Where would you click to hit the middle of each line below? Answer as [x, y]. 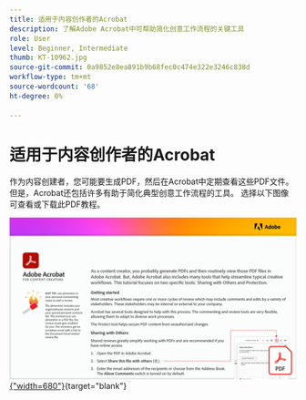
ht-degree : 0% [36, 96]
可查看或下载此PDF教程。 [57, 204]
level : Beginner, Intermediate [69, 48]
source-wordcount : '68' [55, 87]
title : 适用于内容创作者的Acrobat [69, 19]
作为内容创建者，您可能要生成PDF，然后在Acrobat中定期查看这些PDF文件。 [152, 181]
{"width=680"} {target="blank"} [68, 385]
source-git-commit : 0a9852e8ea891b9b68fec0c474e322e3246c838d [130, 67]
